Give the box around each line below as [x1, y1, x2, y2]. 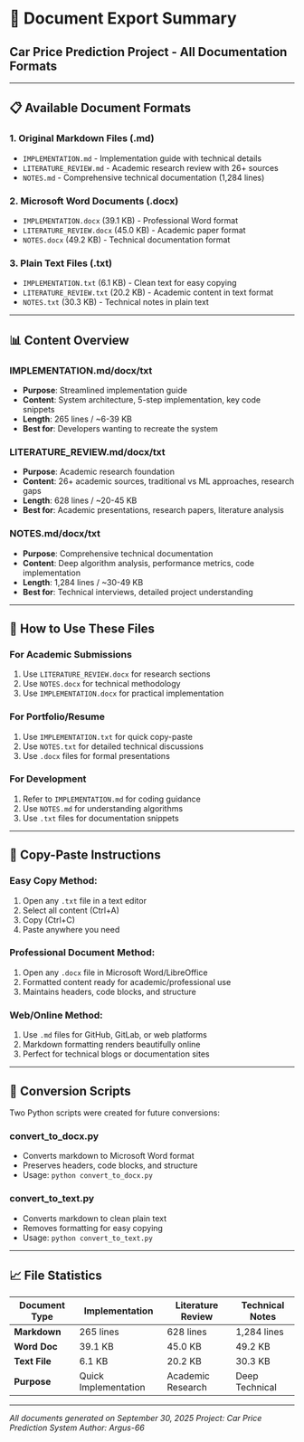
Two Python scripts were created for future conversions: [9, 1107, 220, 1118]
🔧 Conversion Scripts [9, 1083, 131, 1098]
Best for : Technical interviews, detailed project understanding [22, 586, 253, 597]
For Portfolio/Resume [9, 710, 106, 723]
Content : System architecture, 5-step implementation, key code [22, 394, 261, 405]
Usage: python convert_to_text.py [22, 1232, 154, 1243]
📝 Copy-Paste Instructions [9, 848, 161, 863]
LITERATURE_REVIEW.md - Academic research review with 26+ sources [22, 162, 279, 173]
